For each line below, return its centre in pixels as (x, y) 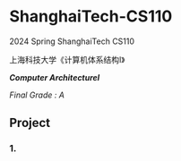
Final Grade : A (37, 95)
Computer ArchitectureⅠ (55, 77)
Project (30, 123)
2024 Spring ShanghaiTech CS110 (72, 41)
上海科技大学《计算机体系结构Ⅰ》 (67, 59)
